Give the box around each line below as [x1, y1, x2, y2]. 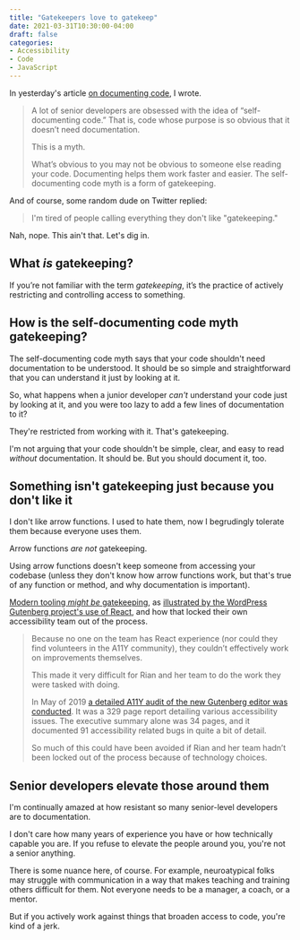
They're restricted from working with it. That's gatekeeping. [9, 426, 229, 436]
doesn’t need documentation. [30, 124, 141, 134]
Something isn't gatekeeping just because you [9, 479, 275, 494]
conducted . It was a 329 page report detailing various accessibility [30, 706, 278, 717]
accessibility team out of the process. [9, 616, 149, 627]
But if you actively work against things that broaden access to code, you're [9, 911, 287, 922]
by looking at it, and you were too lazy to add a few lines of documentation [9, 399, 285, 410]
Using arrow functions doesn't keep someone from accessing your [9, 561, 256, 572]
